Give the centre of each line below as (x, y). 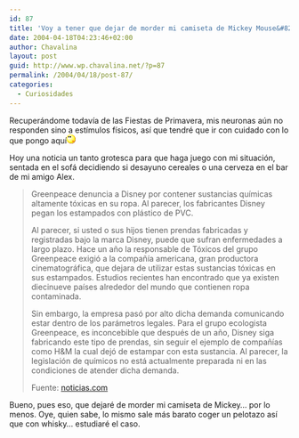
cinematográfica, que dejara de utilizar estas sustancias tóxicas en (153, 268)
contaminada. (56, 296)
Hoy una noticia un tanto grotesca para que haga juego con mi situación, (142, 158)
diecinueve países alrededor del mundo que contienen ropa (140, 287)
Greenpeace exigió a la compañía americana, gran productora (145, 258)
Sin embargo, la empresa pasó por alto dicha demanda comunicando (158, 313)
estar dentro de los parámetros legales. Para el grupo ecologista (149, 323)
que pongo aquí (38, 140)
